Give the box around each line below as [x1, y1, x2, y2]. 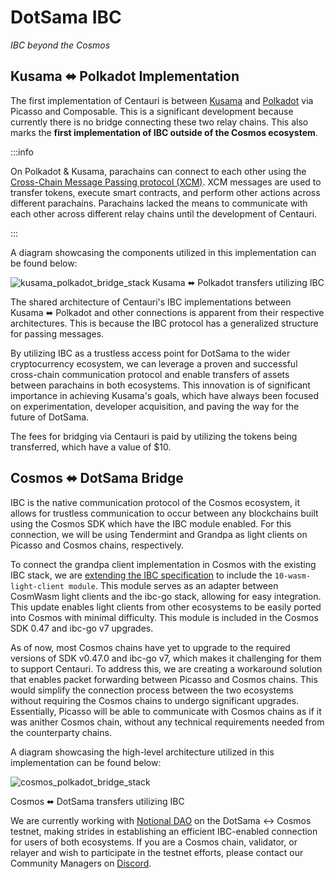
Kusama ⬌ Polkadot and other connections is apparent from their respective [10, 306, 325, 318]
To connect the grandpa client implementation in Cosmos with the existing [10, 558, 317, 570]
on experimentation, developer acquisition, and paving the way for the [10, 400, 300, 412]
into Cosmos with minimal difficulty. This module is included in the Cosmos [10, 611, 319, 623]
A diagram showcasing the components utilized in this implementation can [10, 246, 317, 258]
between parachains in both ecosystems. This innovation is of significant [10, 379, 311, 391]
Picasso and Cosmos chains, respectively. [10, 539, 185, 551]
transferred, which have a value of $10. [10, 441, 172, 453]
